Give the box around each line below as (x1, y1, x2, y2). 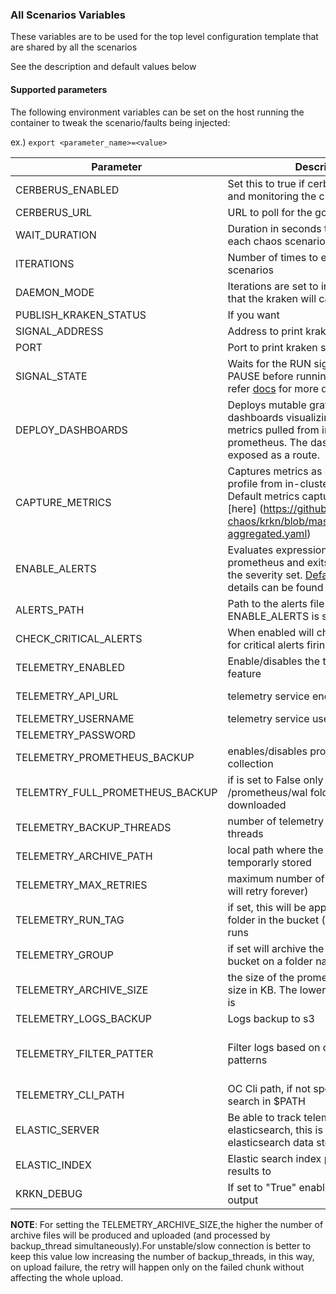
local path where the (227, 843, 324, 857)
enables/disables (227, 744, 308, 758)
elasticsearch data (227, 1135, 314, 1149)
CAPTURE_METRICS (15, 495, 112, 509)
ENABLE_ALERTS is (227, 609, 320, 623)
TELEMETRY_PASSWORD (15, 728, 137, 742)
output (227, 1193, 259, 1207)
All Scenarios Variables (10, 8, 127, 22)
